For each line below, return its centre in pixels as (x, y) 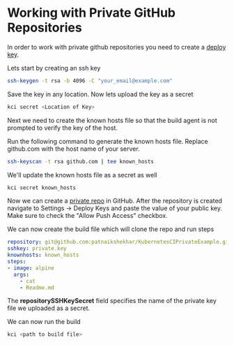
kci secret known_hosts (42, 188)
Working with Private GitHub (92, 13)
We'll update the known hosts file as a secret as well (82, 175)
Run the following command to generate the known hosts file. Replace (108, 141)
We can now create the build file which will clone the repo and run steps (111, 229)
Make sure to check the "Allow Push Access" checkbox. (88, 216)
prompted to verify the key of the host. (63, 128)
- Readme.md (37, 288)
